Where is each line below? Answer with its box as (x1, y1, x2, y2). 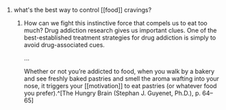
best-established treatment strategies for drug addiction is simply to (23, 33, 216, 42)
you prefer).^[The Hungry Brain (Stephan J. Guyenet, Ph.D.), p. (23, 89, 201, 97)
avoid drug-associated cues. (23, 41, 105, 49)
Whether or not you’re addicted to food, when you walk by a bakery (23, 68, 215, 75)
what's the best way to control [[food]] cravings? (13, 6, 152, 14)
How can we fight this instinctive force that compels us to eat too (23, 19, 208, 27)
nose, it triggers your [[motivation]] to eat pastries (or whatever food (23, 82, 217, 90)
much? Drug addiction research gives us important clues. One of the (23, 27, 217, 34)
